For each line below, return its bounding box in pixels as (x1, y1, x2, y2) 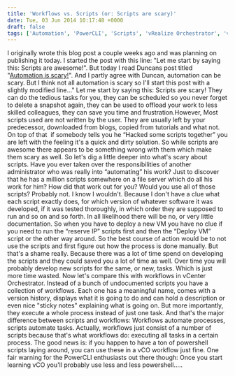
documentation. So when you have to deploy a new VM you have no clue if (7, 219, 223, 228)
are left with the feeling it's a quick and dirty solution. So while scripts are (7, 138, 219, 147)
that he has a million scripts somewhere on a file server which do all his (7, 175, 213, 184)
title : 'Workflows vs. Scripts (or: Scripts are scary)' (7, 10, 177, 17)
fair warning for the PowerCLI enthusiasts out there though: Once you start (7, 354, 222, 362)
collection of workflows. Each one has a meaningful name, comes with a (7, 287, 216, 295)
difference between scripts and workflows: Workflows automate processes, (7, 316, 226, 325)
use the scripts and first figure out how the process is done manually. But (7, 242, 218, 250)
